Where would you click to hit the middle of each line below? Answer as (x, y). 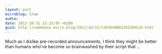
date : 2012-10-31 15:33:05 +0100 (39, 23)
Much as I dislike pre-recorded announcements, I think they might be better (81, 41)
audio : (12, 18)
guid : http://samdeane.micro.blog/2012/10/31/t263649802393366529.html (79, 28)
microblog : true (21, 14)
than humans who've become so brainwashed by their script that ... (73, 47)
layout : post (18, 9)
